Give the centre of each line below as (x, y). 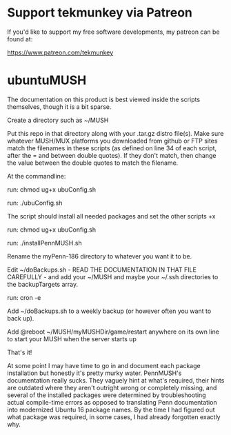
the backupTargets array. (42, 284)
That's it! (20, 352)
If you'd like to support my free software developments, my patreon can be (113, 32)
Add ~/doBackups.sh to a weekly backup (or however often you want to (109, 311)
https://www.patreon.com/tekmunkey (60, 52)
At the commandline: (37, 176)
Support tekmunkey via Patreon (100, 13)
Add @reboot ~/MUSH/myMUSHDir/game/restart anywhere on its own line (113, 332)
